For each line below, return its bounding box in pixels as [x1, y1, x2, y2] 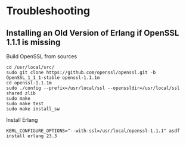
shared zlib [6, 90, 36, 96]
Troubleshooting [6, 4, 91, 18]
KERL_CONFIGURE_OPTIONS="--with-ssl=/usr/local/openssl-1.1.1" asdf [6, 128, 180, 134]
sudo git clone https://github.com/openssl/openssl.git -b [6, 70, 156, 75]
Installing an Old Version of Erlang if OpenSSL [6, 28, 179, 38]
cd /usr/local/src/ [6, 64, 55, 70]
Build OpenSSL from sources [6, 53, 77, 60]
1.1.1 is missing [6, 37, 61, 47]
